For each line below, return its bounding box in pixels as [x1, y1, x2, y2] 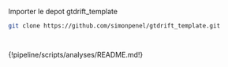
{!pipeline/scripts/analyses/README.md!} [8, 50, 144, 59]
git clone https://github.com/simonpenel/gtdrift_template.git [8, 22, 221, 30]
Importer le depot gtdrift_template [8, 7, 118, 16]
